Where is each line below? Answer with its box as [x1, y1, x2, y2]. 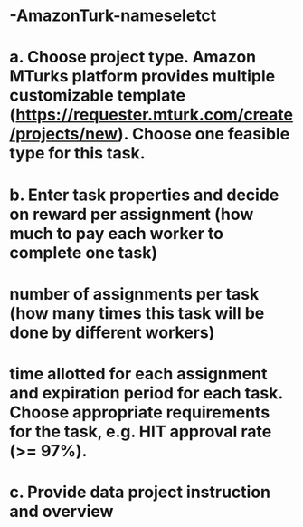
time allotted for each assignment [9, 363, 268, 384]
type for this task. [9, 143, 147, 164]
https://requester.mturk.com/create [15, 105, 294, 125]
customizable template [9, 85, 186, 106]
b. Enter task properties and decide [9, 185, 279, 205]
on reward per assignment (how [9, 204, 254, 225]
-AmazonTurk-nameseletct [9, 5, 217, 26]
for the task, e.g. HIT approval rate [9, 421, 272, 442]
